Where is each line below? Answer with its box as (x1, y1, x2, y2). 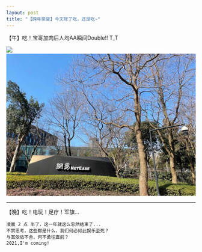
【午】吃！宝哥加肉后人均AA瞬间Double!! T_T (6, 34, 118, 41)
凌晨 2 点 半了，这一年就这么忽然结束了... (6, 221, 102, 227)
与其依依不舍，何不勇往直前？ (6, 234, 69, 240)
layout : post (6, 10, 39, 16)
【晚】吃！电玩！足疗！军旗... (6, 208, 80, 215)
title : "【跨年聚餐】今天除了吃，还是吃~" (6, 16, 100, 22)
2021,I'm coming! (6, 240, 50, 246)
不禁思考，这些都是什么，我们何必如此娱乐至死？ (6, 227, 109, 234)
